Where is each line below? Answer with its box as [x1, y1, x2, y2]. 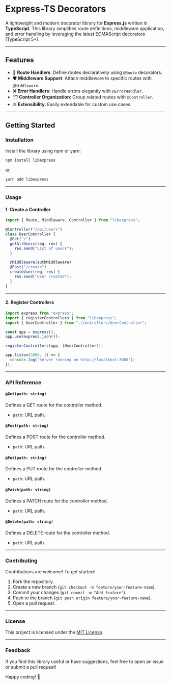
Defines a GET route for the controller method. [5, 401, 103, 408]
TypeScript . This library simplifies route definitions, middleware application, [5, 25, 164, 31]
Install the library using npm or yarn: [5, 148, 81, 154]
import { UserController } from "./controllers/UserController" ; [5, 320, 147, 325]
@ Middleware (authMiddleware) [10, 260, 72, 265]
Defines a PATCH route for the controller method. [5, 498, 108, 504]
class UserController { [5, 232, 56, 237]
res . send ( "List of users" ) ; [14, 246, 74, 251]
